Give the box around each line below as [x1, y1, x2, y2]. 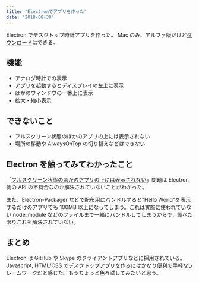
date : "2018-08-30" [6, 14, 55, 20]
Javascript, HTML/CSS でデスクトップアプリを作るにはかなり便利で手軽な [6, 262, 188, 269]
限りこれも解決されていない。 [6, 218, 79, 226]
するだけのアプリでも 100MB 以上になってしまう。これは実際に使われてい [6, 203, 187, 211]
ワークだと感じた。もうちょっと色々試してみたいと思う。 [21, 269, 162, 276]
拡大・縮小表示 [14, 97, 52, 104]
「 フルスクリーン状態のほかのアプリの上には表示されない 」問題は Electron [6, 176, 189, 183]
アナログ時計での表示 [14, 75, 67, 82]
